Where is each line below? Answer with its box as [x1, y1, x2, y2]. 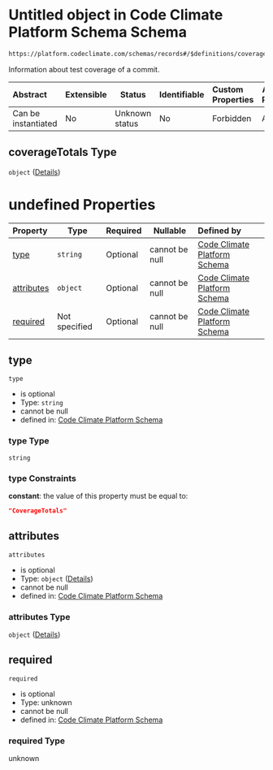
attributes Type [8, 611, 71, 622]
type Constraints [8, 473, 77, 484]
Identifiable [158, 89, 205, 100]
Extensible [64, 89, 107, 100]
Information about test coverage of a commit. [8, 64, 160, 74]
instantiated [12, 118, 58, 129]
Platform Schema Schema [8, 23, 187, 41]
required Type [8, 735, 65, 746]
